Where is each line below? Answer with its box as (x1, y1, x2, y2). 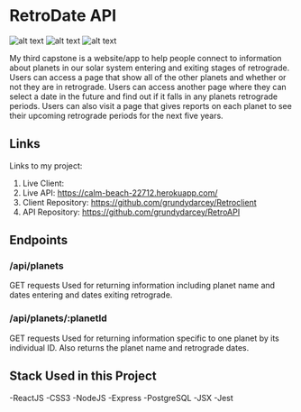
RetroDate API (9, 5, 117, 26)
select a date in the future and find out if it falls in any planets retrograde (9, 91, 278, 102)
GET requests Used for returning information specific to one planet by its (9, 333, 279, 343)
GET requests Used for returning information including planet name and (9, 280, 276, 291)
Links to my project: (9, 160, 83, 171)
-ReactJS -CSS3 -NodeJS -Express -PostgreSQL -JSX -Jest (9, 392, 234, 403)
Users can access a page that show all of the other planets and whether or (9, 71, 287, 82)
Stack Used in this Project (9, 369, 157, 384)
